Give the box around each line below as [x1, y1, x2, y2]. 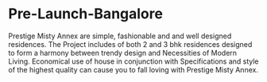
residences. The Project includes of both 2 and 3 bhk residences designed [8, 39, 253, 49]
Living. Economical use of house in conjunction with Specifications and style [8, 57, 259, 66]
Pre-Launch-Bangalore [8, 5, 163, 23]
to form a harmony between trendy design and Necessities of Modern [8, 48, 237, 57]
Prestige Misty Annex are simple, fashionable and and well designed [8, 31, 232, 41]
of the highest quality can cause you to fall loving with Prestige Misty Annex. [8, 64, 258, 74]
